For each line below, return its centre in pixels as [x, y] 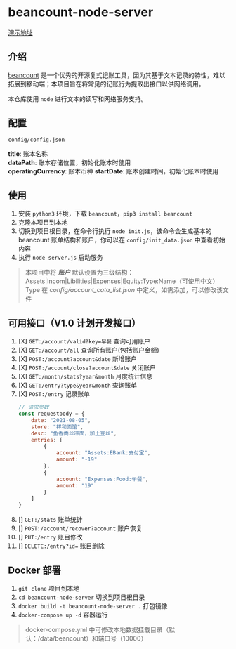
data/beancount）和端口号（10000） [93, 638]
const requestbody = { [51, 414]
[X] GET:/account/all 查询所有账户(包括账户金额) [89, 350]
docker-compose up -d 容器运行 [63, 615]
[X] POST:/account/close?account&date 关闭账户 [87, 368]
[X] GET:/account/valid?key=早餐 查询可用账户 [84, 341]
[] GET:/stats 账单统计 [50, 520]
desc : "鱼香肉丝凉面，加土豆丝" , [74, 433]
